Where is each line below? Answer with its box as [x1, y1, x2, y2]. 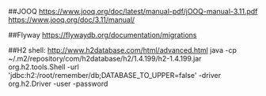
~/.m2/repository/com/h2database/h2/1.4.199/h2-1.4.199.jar [8, 54, 202, 63]
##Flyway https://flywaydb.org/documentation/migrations [8, 31, 197, 39]
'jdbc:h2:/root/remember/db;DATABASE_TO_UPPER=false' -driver [8, 71, 222, 79]
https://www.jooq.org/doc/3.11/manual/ [8, 15, 135, 24]
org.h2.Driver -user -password [8, 79, 108, 88]
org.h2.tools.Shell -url [8, 62, 79, 72]
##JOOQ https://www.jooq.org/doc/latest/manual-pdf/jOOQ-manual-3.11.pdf [8, 7, 258, 16]
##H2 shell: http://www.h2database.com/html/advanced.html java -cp [8, 46, 237, 54]
